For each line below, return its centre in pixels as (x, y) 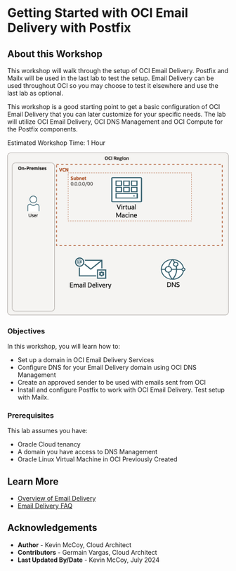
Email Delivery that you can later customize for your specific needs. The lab (117, 114)
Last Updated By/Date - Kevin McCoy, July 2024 (88, 560)
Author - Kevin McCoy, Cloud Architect (74, 545)
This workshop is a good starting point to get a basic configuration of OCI (114, 107)
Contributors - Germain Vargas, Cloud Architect (87, 552)
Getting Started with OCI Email (98, 13)
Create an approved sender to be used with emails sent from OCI (111, 382)
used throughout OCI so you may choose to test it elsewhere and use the (113, 85)
